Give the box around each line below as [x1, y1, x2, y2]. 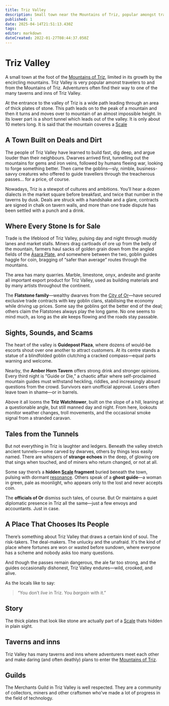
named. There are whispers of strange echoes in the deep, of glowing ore [5, 454, 159, 460]
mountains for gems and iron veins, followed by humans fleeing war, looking [5, 160, 163, 166]
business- [136, 165, 157, 172]
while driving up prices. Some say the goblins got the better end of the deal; [5, 303, 163, 309]
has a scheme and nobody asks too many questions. [5, 550, 115, 556]
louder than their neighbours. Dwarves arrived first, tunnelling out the [5, 154, 149, 160]
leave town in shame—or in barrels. [5, 389, 79, 395]
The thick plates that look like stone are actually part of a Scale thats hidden [5, 618, 162, 624]
